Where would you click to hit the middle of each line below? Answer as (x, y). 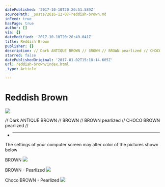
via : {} (13, 32)
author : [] (16, 28)
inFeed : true (18, 19)
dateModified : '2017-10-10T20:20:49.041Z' (49, 37)
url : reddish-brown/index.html (37, 64)
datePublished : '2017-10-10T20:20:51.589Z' (50, 10)
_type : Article (21, 69)
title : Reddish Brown (27, 42)
